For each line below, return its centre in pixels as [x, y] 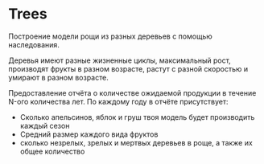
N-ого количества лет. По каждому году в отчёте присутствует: [118, 101]
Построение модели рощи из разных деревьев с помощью [111, 36]
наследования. [34, 44]
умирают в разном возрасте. [58, 77]
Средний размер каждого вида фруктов [89, 134]
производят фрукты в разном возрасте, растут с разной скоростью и [128, 68]
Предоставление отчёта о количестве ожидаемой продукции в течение [132, 92]
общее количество [52, 151]
